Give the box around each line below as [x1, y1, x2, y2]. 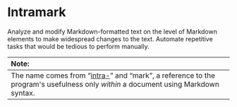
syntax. [11, 88, 35, 98]
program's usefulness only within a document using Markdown [11, 79, 220, 89]
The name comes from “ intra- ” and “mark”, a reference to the [11, 71, 215, 80]
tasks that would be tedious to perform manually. [7, 42, 150, 50]
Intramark [7, 4, 66, 20]
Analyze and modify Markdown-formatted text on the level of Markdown [7, 27, 217, 36]
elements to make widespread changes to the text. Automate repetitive [7, 34, 213, 43]
